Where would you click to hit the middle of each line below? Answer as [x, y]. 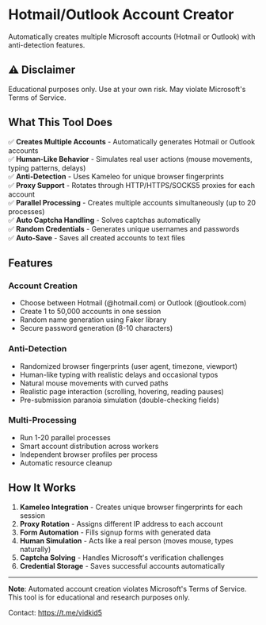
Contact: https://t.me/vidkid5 [55, 612]
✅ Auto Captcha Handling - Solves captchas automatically [104, 220]
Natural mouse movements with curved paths [94, 383]
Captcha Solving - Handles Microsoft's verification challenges [122, 558]
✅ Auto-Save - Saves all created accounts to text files [97, 238]
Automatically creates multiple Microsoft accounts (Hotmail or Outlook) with [132, 36]
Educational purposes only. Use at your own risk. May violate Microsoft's [127, 89]
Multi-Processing [42, 420]
